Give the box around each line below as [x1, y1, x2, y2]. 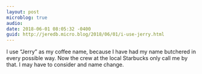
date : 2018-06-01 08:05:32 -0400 [6, 25, 91, 32]
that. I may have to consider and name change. [6, 61, 124, 69]
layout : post [6, 8, 40, 15]
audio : [6, 20, 23, 26]
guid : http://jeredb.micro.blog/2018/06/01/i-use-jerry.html [6, 32, 165, 38]
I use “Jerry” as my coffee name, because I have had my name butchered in [6, 48, 197, 55]
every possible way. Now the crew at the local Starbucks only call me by [6, 55, 188, 62]
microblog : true [6, 15, 47, 21]
